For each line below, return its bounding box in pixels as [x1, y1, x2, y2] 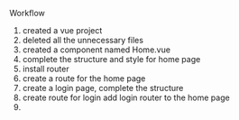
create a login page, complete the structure [22, 83, 184, 93]
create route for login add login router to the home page [22, 92, 230, 103]
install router [22, 63, 69, 74]
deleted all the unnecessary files [22, 35, 144, 45]
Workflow [9, 8, 45, 18]
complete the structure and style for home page [22, 54, 201, 64]
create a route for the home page [22, 73, 146, 84]
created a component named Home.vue [22, 44, 171, 55]
